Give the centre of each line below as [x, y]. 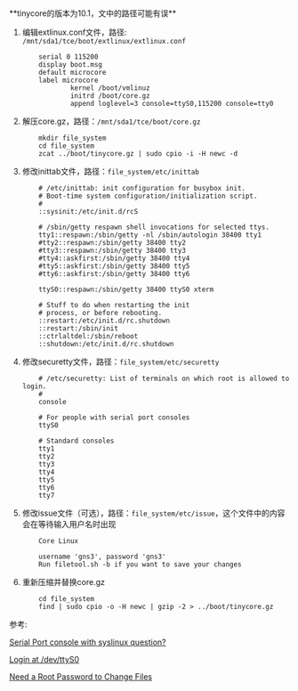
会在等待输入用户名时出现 [69, 524]
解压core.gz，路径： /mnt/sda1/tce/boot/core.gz [111, 121]
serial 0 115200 [68, 57]
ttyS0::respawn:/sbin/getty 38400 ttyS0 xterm [126, 289]
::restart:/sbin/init [78, 329]
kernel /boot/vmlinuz [110, 88]
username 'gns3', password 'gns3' [102, 557]
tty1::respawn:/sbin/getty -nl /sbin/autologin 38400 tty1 [150, 235]
